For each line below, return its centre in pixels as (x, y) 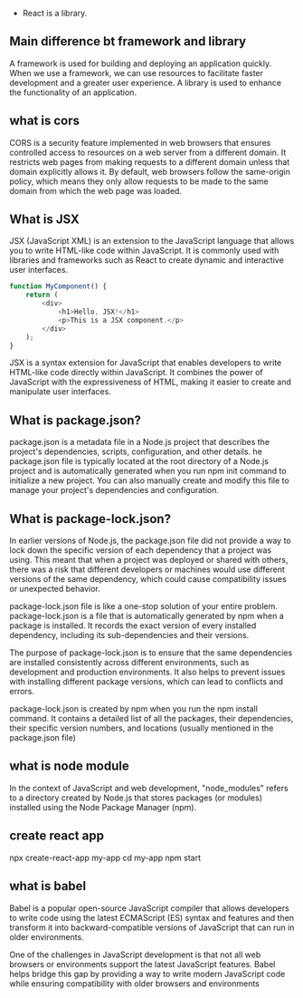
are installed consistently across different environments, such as (129, 663)
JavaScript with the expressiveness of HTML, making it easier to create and (151, 382)
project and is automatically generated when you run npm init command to (148, 471)
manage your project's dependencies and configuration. (114, 490)
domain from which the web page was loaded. (96, 190)
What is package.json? (76, 420)
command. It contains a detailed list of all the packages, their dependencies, (151, 719)
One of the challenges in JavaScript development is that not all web (135, 954)
